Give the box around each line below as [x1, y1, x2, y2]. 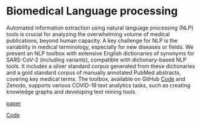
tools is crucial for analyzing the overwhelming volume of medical [6, 30, 170, 37]
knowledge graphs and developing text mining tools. [6, 88, 137, 95]
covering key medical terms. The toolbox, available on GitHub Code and [6, 75, 186, 82]
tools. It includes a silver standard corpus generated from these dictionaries [6, 62, 196, 70]
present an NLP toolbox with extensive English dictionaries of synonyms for [6, 49, 195, 57]
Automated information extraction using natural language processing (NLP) [6, 24, 194, 31]
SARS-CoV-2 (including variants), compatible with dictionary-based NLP [6, 56, 186, 63]
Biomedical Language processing [6, 4, 178, 18]
